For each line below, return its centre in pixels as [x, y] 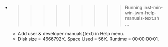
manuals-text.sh [142, 18]
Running [134, 7]
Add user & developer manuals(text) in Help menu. [71, 33]
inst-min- [153, 7]
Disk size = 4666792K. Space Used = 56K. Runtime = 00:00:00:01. [88, 39]
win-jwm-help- [141, 13]
